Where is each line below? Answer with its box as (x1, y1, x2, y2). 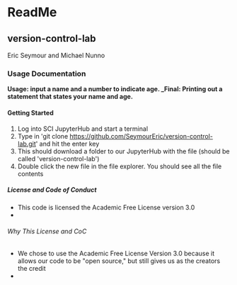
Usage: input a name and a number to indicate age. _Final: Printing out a (7, 85, 223, 93)
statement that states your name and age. (7, 93, 133, 101)
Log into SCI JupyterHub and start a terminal (17, 124, 149, 133)
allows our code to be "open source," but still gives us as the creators (17, 256, 221, 265)
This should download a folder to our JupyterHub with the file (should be (17, 146, 230, 156)
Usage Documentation (7, 69, 86, 78)
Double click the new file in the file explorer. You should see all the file (17, 162, 222, 170)
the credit (17, 264, 46, 272)
